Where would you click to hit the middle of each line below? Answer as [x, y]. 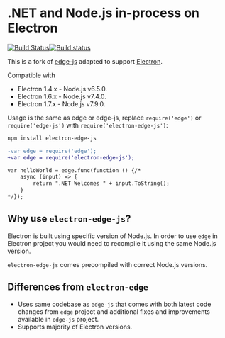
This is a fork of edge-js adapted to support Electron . [85, 61]
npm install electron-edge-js [52, 138]
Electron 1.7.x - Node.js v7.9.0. [61, 103]
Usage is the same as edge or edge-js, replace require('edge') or [104, 118]
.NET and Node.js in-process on [104, 13]
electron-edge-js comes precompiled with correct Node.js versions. [108, 264]
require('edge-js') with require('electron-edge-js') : [88, 125]
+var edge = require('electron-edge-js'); [71, 157]
